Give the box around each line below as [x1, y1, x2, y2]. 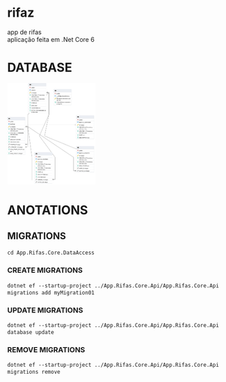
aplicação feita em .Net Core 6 [7, 35, 95, 43]
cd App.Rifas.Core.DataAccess [7, 249, 95, 257]
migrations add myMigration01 [7, 289, 95, 296]
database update [7, 328, 54, 335]
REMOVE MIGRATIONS [7, 344, 86, 354]
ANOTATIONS [7, 202, 88, 218]
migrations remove [7, 369, 60, 376]
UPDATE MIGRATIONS [7, 305, 83, 315]
